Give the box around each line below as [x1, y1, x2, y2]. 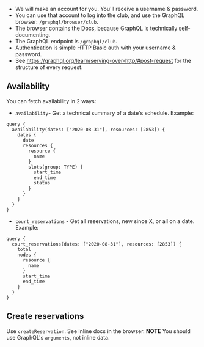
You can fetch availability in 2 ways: [6, 97, 97, 104]
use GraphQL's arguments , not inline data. [6, 334, 110, 341]
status [33, 180, 51, 186]
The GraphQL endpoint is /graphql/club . [15, 38, 118, 45]
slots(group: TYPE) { [28, 164, 84, 170]
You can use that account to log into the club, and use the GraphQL [15, 12, 185, 19]
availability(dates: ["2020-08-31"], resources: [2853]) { [12, 126, 166, 133]
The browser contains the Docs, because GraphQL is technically [15, 24, 178, 32]
